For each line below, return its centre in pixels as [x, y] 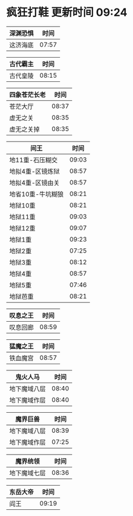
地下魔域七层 [28, 473]
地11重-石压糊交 [34, 160]
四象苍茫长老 [28, 95]
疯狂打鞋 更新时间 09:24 [67, 12]
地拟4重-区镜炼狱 [34, 171]
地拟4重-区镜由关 [34, 183]
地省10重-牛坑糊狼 [37, 194]
